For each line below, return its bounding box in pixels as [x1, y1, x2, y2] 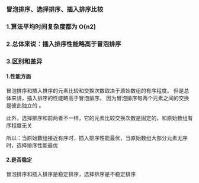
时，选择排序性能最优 [6, 142, 58, 149]
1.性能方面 [6, 73, 31, 80]
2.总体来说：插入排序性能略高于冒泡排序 [6, 40, 121, 48]
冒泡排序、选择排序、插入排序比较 [6, 5, 104, 13]
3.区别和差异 [6, 57, 43, 66]
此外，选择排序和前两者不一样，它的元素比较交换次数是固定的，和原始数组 [6, 114, 188, 122]
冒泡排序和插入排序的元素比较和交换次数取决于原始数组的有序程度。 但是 [6, 87, 184, 94]
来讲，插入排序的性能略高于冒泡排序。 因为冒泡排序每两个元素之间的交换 [11, 94, 190, 102]
